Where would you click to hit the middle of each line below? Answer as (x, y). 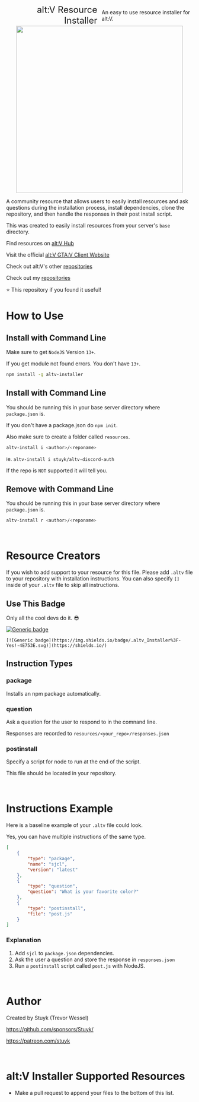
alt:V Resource (67, 10)
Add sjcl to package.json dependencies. (64, 953)
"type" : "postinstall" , (57, 908)
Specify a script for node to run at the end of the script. (73, 762)
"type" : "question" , (53, 886)
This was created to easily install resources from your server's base (88, 225)
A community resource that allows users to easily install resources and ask (97, 201)
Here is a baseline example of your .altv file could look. (75, 825)
